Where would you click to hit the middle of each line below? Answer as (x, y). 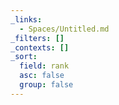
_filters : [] (37, 38)
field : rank (44, 66)
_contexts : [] (40, 47)
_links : (26, 19)
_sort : (24, 57)
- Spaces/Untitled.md (64, 29)
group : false (46, 85)
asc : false (42, 76)
